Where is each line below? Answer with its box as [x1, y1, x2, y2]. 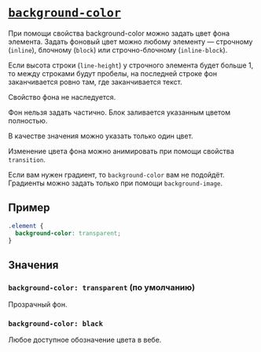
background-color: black [8, 319, 104, 328]
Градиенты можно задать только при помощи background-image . [8, 178, 223, 188]
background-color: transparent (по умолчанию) [8, 281, 195, 292]
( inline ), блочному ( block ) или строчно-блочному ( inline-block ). [8, 45, 228, 54]
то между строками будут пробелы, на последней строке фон [8, 68, 218, 78]
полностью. [8, 115, 48, 125]
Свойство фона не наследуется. [8, 92, 116, 101]
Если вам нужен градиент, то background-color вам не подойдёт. [8, 170, 226, 179]
